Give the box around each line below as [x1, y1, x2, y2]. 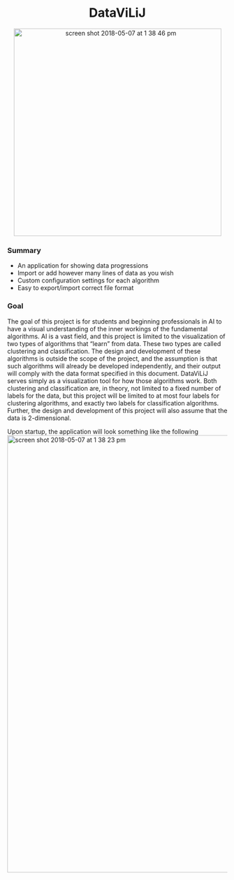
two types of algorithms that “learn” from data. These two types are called [7, 339, 221, 347]
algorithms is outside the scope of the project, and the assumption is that [7, 354, 218, 363]
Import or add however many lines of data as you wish [17, 269, 174, 277]
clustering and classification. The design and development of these [7, 347, 201, 355]
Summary [7, 245, 42, 255]
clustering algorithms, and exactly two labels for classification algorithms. [7, 398, 219, 407]
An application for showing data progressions [17, 261, 149, 270]
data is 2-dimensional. [7, 414, 71, 422]
